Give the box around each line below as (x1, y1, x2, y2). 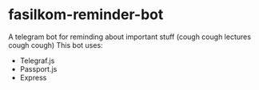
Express (19, 72, 47, 82)
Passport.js (19, 64, 58, 73)
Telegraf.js (19, 56, 55, 65)
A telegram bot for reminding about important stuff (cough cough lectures (8, 32, 252, 41)
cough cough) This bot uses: (8, 40, 103, 49)
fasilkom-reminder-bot (8, 6, 164, 24)
